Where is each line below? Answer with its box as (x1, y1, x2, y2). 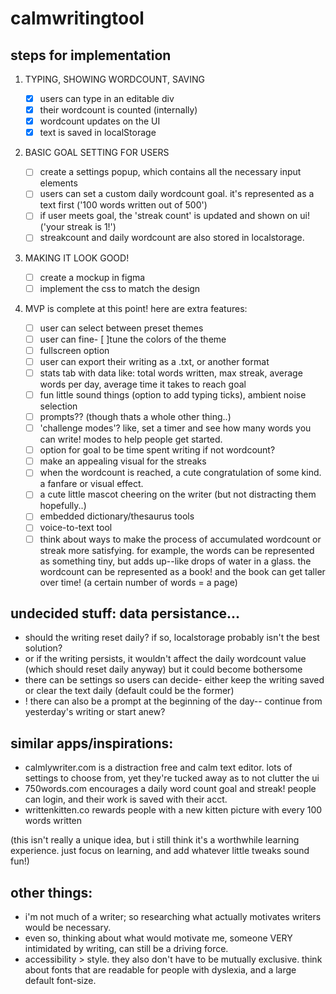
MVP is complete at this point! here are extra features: (24, 302, 248, 314)
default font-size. (24, 975, 97, 986)
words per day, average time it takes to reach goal (39, 378, 247, 390)
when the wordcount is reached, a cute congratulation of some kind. (39, 467, 322, 479)
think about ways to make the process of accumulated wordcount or (39, 533, 322, 545)
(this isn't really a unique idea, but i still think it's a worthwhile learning (10, 834, 300, 846)
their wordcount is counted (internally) (39, 104, 198, 116)
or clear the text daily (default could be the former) (24, 685, 235, 697)
